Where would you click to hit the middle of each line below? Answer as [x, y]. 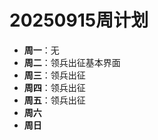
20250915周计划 [79, 20]
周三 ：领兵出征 [54, 75]
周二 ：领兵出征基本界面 [72, 62]
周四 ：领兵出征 [54, 87]
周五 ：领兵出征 [54, 100]
